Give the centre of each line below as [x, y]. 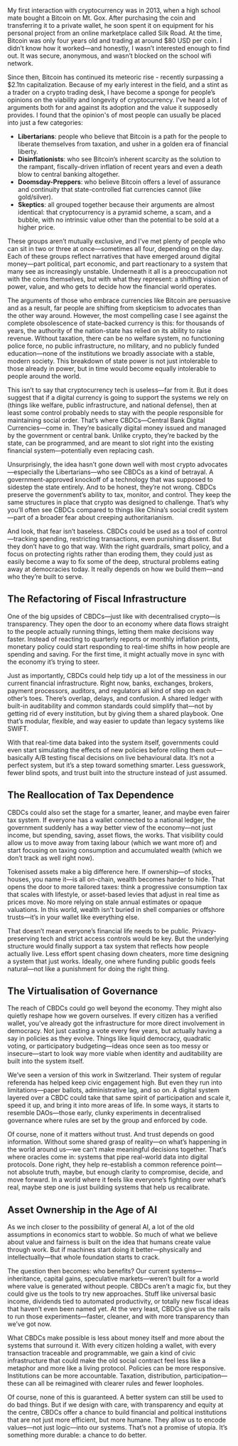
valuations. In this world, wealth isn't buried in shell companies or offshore [116, 909]
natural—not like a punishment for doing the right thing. [88, 968]
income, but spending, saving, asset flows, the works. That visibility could [115, 835]
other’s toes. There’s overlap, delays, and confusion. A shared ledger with [115, 698]
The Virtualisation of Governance [83, 991]
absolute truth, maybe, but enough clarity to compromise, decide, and [121, 1172]
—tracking [22, 539]
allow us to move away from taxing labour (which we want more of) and [112, 842]
